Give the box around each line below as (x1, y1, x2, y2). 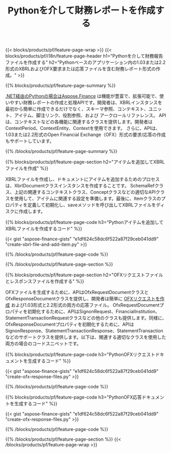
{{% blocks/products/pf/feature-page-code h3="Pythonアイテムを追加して (5, 219, 164, 225)
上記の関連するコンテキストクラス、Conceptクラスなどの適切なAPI (14, 189, 156, 195)
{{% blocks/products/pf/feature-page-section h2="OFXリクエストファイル (5, 272, 163, 278)
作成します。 (18, 209, 46, 215)
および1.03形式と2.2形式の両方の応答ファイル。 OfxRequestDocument (11, 302, 160, 308)
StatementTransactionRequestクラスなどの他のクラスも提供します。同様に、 (5, 315, 167, 321)
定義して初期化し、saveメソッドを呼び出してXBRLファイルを (27, 202, 156, 208)
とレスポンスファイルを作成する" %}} (5, 278, 84, 285)
